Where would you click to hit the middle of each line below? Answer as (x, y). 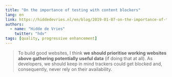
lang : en (15, 15)
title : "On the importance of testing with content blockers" (73, 10)
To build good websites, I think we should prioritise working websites (92, 53)
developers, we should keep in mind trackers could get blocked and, (90, 64)
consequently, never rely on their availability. (65, 69)
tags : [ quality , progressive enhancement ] (51, 39)
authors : (15, 24)
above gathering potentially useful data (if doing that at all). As (85, 58)
